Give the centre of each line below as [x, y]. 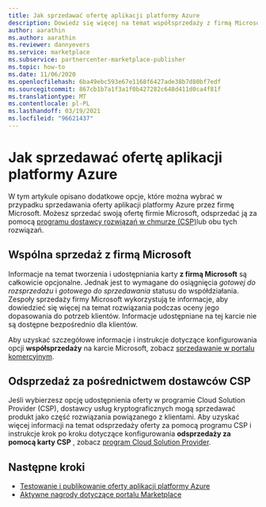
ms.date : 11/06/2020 [42, 74]
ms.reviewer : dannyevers [49, 45]
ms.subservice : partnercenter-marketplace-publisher [97, 60]
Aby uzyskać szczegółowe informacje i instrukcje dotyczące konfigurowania [133, 339]
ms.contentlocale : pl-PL [49, 104]
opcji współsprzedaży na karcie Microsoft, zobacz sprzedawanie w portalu [131, 348]
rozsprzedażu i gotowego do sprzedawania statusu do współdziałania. [123, 290]
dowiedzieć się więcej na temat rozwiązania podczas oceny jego [114, 307]
